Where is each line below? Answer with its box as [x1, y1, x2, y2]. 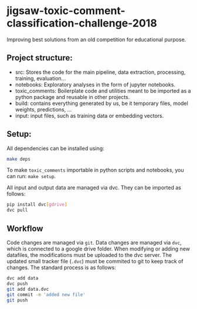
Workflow [6, 223, 43, 233]
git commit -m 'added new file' [6, 291, 86, 297]
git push [6, 297, 28, 303]
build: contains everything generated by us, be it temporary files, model [15, 100, 188, 107]
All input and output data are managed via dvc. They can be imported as [6, 184, 181, 191]
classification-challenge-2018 [6, 16, 157, 30]
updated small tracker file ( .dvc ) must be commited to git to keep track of [6, 258, 184, 264]
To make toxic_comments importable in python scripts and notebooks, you [6, 167, 184, 174]
